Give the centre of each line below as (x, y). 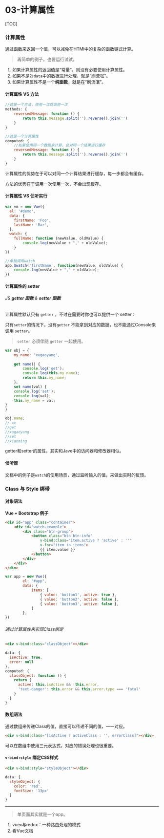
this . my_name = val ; (35, 400)
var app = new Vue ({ (26, 577)
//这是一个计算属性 (22, 136)
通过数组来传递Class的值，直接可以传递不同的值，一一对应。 (66, 726)
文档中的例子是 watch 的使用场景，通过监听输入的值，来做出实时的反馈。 (77, 475)
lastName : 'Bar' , (31, 225)
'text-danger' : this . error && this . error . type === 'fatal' (79, 689)
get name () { (27, 364)
